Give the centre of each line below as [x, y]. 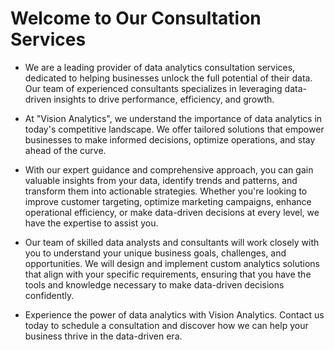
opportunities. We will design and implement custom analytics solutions [172, 263]
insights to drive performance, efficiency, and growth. [164, 99]
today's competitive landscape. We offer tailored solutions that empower [174, 129]
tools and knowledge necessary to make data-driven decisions [154, 284]
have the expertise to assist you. [91, 223]
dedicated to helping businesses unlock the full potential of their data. [168, 78]
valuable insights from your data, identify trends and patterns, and [161, 180]
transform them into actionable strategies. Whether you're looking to [166, 191]
